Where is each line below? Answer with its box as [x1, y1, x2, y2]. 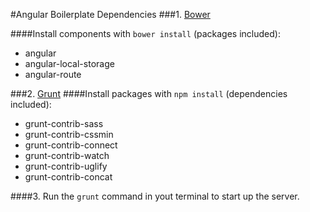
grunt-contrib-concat [24, 171, 113, 183]
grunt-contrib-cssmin [24, 129, 114, 140]
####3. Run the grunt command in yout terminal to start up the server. [10, 190, 300, 202]
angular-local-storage [24, 58, 115, 69]
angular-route [24, 69, 82, 80]
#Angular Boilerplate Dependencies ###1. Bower [10, 9, 211, 20]
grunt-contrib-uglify [24, 160, 108, 172]
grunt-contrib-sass [24, 118, 104, 129]
